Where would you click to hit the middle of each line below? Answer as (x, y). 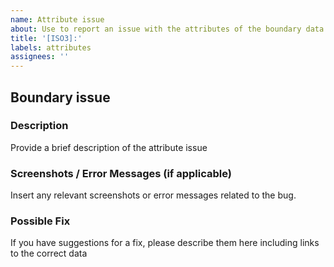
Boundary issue (60, 97)
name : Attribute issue (57, 19)
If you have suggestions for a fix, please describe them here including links (165, 243)
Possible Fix (40, 221)
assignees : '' (40, 57)
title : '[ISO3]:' (46, 38)
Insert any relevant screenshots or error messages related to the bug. (153, 195)
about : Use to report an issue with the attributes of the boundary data (167, 29)
